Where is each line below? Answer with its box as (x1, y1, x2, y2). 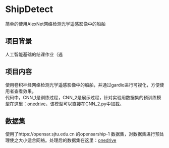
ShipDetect (5, 4, 53, 15)
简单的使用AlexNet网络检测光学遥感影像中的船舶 (5, 21, 106, 27)
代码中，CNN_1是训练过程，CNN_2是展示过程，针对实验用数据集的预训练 (5, 94, 157, 100)
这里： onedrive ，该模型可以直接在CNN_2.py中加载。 (14, 101, 125, 107)
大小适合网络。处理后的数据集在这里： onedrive (18, 137, 117, 143)
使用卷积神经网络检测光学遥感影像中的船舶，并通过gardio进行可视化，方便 (5, 82, 160, 88)
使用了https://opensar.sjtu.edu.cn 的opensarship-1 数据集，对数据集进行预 (5, 131, 160, 137)
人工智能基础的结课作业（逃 (5, 51, 63, 57)
